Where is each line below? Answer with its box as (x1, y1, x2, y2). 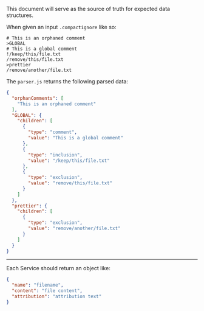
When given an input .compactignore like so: (6, 24, 117, 30)
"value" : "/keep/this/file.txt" (28, 158, 110, 164)
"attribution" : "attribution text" (12, 293, 102, 299)
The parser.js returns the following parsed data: (6, 78, 129, 85)
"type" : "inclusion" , (28, 152, 83, 158)
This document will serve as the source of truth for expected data (6, 5, 171, 12)
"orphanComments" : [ (12, 95, 64, 101)
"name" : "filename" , (12, 282, 64, 288)
